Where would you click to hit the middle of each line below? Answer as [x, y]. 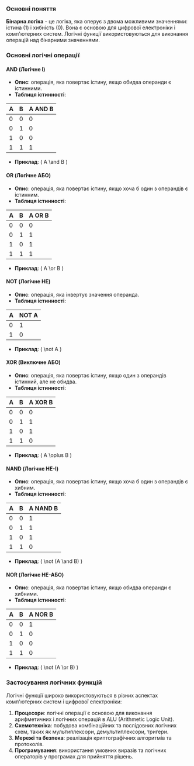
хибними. [26, 594]
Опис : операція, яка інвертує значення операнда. [77, 294]
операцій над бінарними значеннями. [53, 40]
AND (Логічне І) [26, 69]
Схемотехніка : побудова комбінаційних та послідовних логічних [96, 725]
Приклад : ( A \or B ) [39, 268]
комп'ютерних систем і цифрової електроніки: [64, 702]
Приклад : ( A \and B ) [41, 162]
